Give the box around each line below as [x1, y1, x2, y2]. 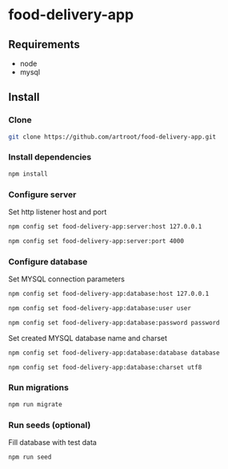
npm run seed [8, 453, 52, 461]
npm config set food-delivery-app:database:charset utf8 [8, 363, 202, 371]
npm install [8, 170, 48, 178]
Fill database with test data [8, 437, 98, 447]
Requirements [8, 38, 80, 51]
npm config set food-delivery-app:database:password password [8, 318, 220, 326]
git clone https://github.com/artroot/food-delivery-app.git [8, 132, 217, 141]
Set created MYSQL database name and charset [8, 333, 168, 342]
